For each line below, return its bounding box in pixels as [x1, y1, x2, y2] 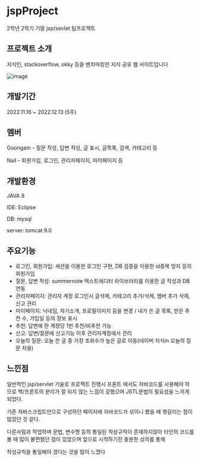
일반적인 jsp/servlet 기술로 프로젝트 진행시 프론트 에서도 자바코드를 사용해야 [7, 380, 184, 388]
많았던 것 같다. [7, 415, 40, 422]
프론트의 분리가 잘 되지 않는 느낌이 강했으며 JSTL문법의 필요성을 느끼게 [24, 388, 190, 395]
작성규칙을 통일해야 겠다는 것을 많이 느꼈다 [7, 448, 106, 455]
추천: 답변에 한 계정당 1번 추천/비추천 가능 [15, 322, 112, 329]
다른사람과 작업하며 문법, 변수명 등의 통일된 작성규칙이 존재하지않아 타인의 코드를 [7, 428, 195, 435]
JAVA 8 [7, 192, 25, 200]
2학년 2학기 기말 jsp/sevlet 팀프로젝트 [7, 24, 96, 32]
